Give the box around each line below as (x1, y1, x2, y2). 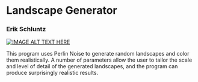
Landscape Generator (6, 4, 117, 17)
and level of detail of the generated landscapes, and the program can (6, 63, 178, 70)
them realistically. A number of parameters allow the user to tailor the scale (6, 56, 193, 63)
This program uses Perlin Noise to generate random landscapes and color (6, 50, 190, 57)
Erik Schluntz (6, 25, 46, 34)
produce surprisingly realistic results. (6, 69, 98, 77)
